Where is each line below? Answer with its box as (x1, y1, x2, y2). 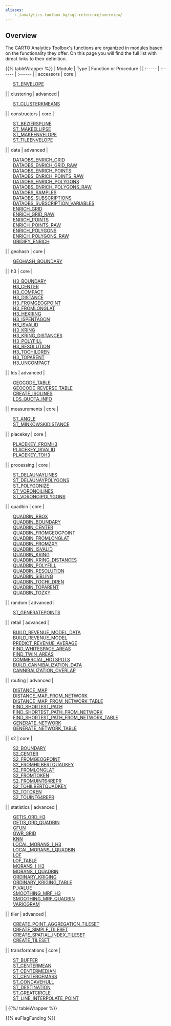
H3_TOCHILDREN (12, 349, 50, 355)
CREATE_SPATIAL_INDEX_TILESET (12, 932, 85, 938)
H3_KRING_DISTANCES (12, 332, 63, 339)
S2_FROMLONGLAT (12, 767, 55, 773)
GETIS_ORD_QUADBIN (12, 820, 60, 826)
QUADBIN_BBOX (12, 513, 48, 520)
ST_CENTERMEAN (12, 962, 52, 969)
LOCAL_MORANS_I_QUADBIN (12, 847, 76, 853)
